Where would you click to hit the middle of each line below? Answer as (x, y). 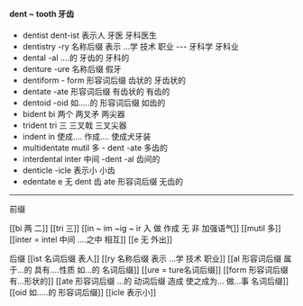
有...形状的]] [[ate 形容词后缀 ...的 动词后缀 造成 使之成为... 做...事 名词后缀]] (149, 281)
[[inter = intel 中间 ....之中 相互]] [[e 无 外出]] (91, 239)
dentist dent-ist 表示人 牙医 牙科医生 (90, 35)
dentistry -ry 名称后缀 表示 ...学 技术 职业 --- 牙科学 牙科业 (130, 47)
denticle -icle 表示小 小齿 (69, 170)
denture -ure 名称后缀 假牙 (72, 69)
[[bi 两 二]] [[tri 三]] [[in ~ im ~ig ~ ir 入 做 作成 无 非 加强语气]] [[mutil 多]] (145, 229)
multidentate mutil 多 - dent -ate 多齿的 (95, 148)
